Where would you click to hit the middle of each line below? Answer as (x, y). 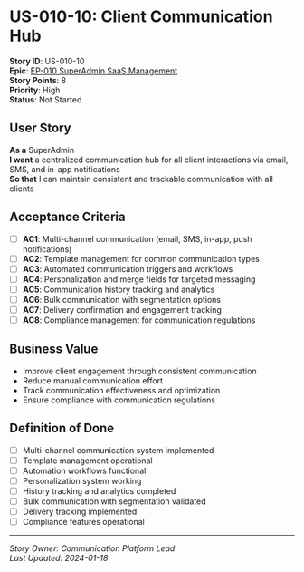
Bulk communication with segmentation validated (114, 501)
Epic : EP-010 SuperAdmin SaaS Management (94, 71)
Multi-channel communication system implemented (118, 450)
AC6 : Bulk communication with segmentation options (122, 299)
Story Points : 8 (38, 80)
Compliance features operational (83, 522)
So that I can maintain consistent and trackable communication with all (141, 179)
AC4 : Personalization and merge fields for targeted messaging (139, 279)
